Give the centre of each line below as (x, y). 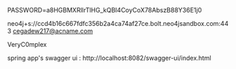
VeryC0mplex (27, 44)
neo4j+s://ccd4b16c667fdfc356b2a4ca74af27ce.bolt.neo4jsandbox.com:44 (118, 23)
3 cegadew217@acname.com (50, 31)
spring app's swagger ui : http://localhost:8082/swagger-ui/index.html (109, 58)
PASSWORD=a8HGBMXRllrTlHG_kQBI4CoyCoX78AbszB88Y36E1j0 (105, 10)
